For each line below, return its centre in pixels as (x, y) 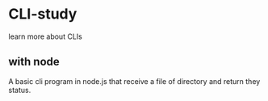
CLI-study (43, 14)
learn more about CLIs (45, 36)
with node (34, 62)
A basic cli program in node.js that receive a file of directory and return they (134, 81)
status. (20, 90)
